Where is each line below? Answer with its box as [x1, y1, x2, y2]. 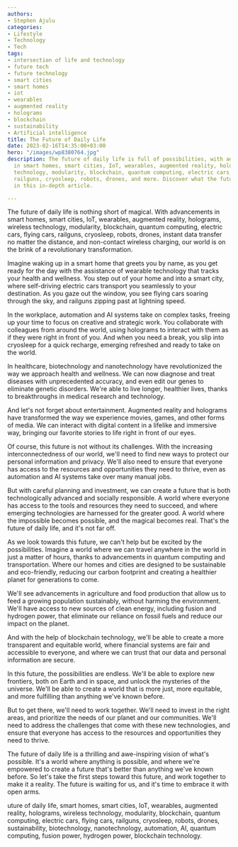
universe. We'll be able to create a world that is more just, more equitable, [7, 684, 222, 693]
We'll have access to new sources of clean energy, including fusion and [7, 604, 217, 613]
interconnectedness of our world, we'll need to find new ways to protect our [7, 450, 229, 459]
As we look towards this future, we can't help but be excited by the [7, 537, 203, 547]
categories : [7, 23, 42, 31]
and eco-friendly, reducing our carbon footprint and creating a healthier [7, 568, 217, 576]
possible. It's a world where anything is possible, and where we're [7, 758, 200, 766]
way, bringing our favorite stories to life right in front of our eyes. [7, 429, 196, 437]
